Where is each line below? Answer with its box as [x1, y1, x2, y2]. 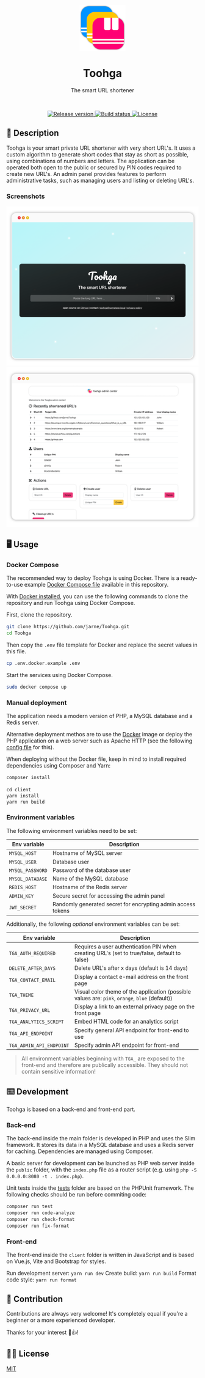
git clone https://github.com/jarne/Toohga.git [6, 624, 130, 630]
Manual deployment [6, 698, 67, 707]
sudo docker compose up [6, 684, 67, 691]
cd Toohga [6, 630, 32, 637]
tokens [52, 907, 70, 914]
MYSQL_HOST [9, 851, 37, 857]
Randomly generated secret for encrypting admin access [52, 900, 196, 907]
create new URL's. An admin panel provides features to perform [6, 170, 167, 177]
